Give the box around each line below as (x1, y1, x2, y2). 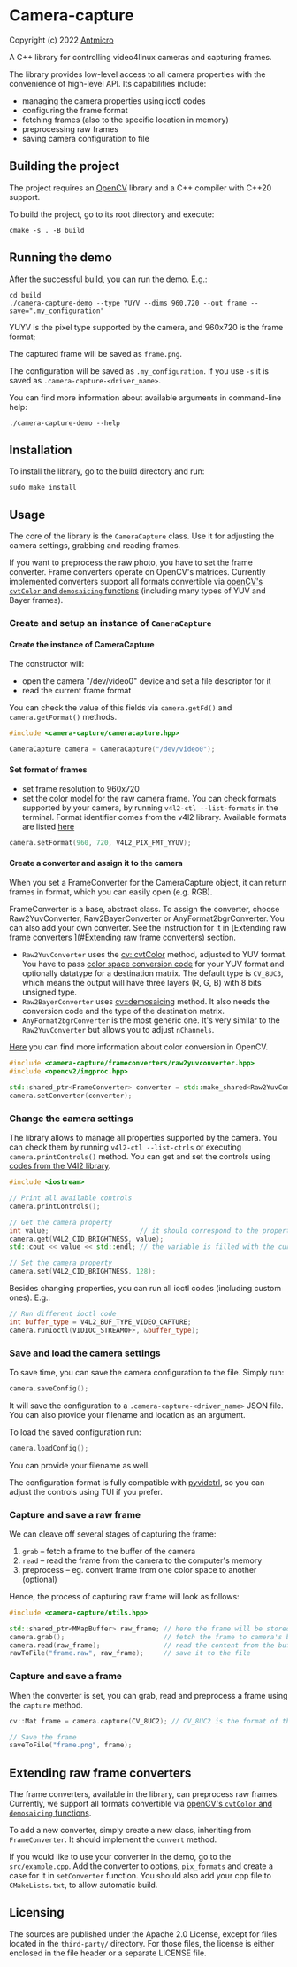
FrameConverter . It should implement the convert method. (9, 1834, 217, 1845)
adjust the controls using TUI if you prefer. (9, 1486, 164, 1497)
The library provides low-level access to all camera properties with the (9, 68, 266, 80)
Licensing (9, 1905, 65, 1920)
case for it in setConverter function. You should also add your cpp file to (9, 1870, 272, 1881)
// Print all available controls (9, 1194, 133, 1203)
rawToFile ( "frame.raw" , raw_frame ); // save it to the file (9, 1649, 251, 1658)
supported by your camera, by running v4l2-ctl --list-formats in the (21, 802, 278, 813)
